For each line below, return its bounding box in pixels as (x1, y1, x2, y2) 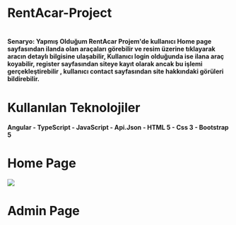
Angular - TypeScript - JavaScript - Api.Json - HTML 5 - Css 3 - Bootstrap (7, 123, 229, 132)
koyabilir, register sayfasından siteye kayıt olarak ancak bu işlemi (7, 60, 203, 68)
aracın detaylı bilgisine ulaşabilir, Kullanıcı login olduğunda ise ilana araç (7, 52, 225, 61)
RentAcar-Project (7, 5, 112, 21)
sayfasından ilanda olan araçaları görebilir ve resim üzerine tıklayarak (7, 44, 216, 54)
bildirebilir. (7, 75, 40, 83)
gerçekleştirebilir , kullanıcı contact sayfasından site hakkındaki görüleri (7, 67, 224, 75)
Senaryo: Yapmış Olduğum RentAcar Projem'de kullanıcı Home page (7, 37, 212, 46)
